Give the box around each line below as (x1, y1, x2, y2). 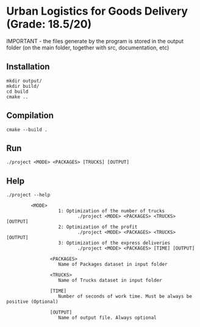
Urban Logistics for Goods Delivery (6, 4, 188, 18)
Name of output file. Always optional (58, 315, 157, 321)
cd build (6, 88, 29, 95)
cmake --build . (6, 126, 48, 132)
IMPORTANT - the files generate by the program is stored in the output (6, 37, 184, 45)
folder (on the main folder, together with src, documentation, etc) (6, 44, 170, 51)
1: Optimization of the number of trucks (58, 208, 165, 214)
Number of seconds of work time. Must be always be (58, 293, 192, 300)
